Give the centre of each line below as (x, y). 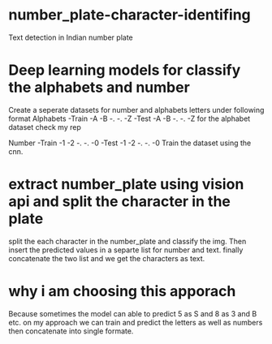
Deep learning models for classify (125, 70)
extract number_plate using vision (126, 185)
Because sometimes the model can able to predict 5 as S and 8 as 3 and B (133, 313)
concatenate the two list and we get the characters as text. (107, 258)
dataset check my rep (45, 127)
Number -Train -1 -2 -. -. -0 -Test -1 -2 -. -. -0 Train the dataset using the (130, 143)
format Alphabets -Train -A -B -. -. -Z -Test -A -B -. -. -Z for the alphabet (130, 118)
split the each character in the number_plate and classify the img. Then (127, 241)
